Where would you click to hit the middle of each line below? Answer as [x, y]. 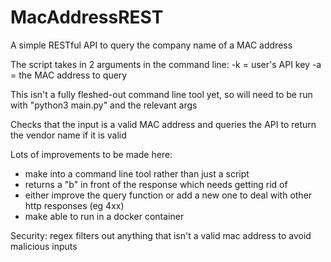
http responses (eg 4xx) [74, 205]
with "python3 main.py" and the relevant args [104, 105]
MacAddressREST [87, 17]
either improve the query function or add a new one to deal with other [168, 195]
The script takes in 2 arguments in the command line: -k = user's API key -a [166, 64]
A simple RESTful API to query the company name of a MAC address [151, 45]
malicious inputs [44, 246]
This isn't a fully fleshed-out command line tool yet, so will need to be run [161, 94]
